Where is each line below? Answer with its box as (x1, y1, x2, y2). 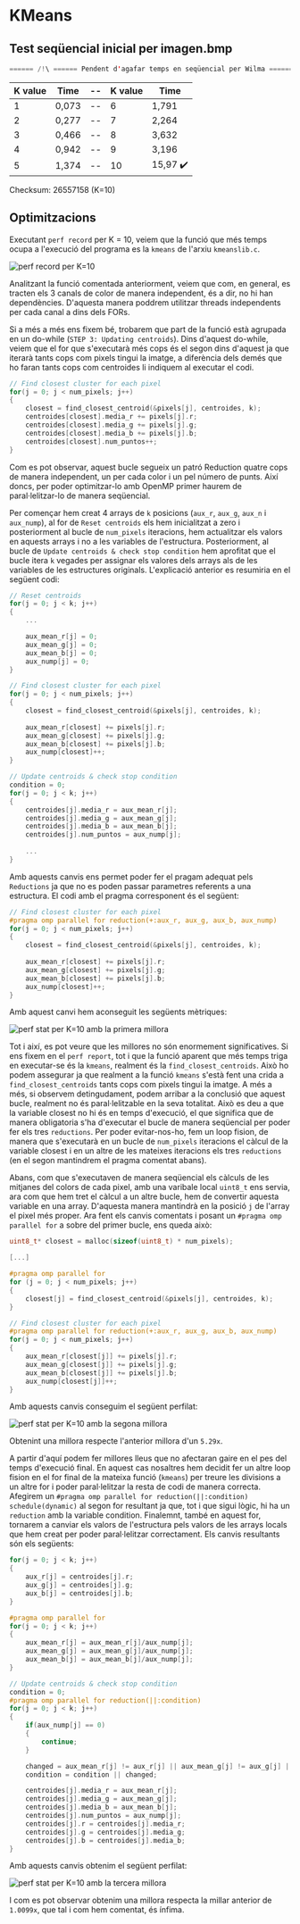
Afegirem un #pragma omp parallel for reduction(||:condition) (9, 1491, 249, 1502)
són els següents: (9, 1538, 74, 1549)
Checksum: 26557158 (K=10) (9, 184, 116, 195)
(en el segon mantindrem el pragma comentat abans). (9, 1155, 207, 1166)
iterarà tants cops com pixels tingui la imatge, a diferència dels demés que (9, 352, 283, 362)
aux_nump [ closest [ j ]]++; (25, 1377, 118, 1386)
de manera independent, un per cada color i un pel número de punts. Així (9, 471, 279, 482)
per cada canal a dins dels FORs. (9, 306, 130, 317)
